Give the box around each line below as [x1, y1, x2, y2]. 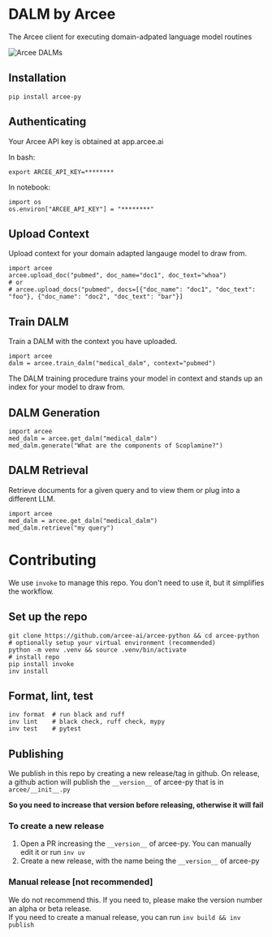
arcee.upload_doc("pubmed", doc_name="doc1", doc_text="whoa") [8, 272, 227, 280]
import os [8, 198, 42, 206]
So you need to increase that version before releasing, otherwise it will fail [8, 800, 264, 810]
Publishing [8, 747, 64, 760]
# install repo [8, 652, 60, 661]
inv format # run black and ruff [8, 711, 126, 719]
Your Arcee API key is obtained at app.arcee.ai [8, 136, 164, 146]
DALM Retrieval [8, 464, 89, 477]
